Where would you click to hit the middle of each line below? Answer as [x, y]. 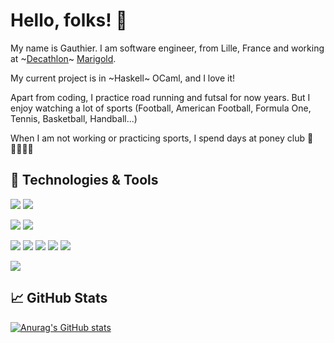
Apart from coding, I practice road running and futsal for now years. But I [160, 97]
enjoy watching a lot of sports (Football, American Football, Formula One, [161, 108]
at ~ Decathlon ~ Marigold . [63, 58]
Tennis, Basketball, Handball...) [74, 118]
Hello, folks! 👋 [69, 20]
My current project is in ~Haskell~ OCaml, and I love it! [123, 78]
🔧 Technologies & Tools [84, 180]
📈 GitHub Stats [59, 298]
